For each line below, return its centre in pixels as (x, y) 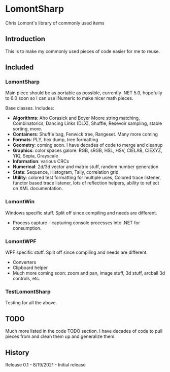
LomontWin (20, 202)
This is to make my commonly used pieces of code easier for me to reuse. (83, 51)
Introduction (25, 39)
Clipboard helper (30, 268)
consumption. (27, 228)
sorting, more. (27, 129)
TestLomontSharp (28, 291)
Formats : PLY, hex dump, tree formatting (55, 140)
